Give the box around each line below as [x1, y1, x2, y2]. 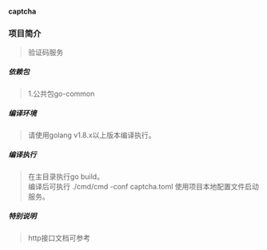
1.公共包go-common [27, 89, 95, 98]
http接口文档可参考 [27, 232, 90, 243]
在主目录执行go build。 [27, 172, 104, 181]
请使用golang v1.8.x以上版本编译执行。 [27, 130, 156, 140]
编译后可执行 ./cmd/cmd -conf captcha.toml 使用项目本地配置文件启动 [27, 181, 260, 191]
